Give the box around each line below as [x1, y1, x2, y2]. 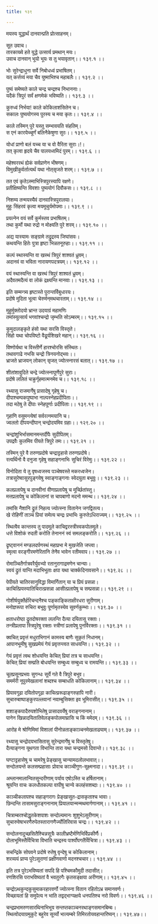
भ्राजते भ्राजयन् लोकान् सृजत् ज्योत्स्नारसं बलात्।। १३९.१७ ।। [6, 357, 123, 364]
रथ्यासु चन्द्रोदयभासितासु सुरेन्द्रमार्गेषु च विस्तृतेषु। [6, 737, 94, 745]
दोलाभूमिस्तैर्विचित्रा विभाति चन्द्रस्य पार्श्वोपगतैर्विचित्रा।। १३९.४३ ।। [6, 837, 131, 844]
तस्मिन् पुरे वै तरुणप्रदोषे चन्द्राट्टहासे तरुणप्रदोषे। [6, 449, 91, 456]
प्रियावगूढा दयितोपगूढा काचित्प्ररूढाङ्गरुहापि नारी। [6, 689, 96, 696]
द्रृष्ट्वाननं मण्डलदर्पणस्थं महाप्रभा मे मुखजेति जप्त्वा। [6, 541, 99, 548]
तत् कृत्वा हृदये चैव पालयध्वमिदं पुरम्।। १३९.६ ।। [6, 147, 101, 154]
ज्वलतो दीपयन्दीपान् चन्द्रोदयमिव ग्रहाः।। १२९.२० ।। [6, 419, 105, 426]
